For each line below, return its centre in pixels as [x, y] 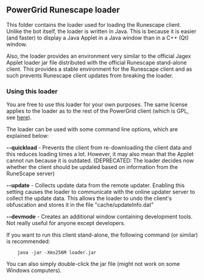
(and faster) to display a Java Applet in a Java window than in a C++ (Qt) [97, 38]
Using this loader [32, 91]
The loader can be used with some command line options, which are [92, 129]
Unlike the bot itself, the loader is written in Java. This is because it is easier [101, 31]
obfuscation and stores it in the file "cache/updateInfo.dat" [80, 205]
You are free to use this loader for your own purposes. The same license [97, 105]
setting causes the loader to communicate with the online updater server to [101, 192]
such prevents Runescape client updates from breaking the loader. [90, 75]
